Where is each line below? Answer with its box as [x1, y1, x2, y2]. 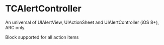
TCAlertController [5, 3, 81, 14]
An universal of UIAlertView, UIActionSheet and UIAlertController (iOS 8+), [5, 19, 159, 25]
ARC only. [5, 24, 26, 30]
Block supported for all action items [5, 34, 79, 40]
